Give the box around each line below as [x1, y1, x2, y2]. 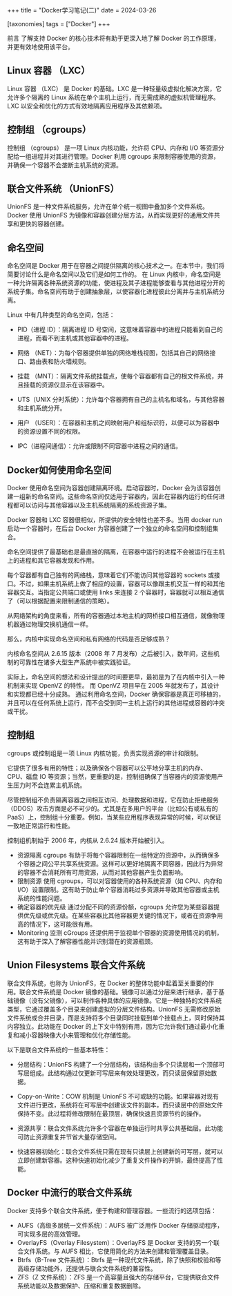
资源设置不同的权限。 [23, 427, 84, 436]
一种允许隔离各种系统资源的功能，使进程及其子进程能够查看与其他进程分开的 [7, 279, 225, 287]
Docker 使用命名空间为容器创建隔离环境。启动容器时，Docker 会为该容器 [7, 484, 215, 492]
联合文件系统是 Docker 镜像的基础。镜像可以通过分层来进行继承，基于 [19, 987, 219, 996]
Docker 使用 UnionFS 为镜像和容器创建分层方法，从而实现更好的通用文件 [7, 211, 215, 220]
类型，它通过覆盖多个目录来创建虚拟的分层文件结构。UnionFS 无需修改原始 [7, 1005, 221, 1013]
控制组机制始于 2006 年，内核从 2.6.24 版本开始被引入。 [7, 836, 168, 844]
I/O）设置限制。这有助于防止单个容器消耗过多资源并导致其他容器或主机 [17, 885, 220, 893]
